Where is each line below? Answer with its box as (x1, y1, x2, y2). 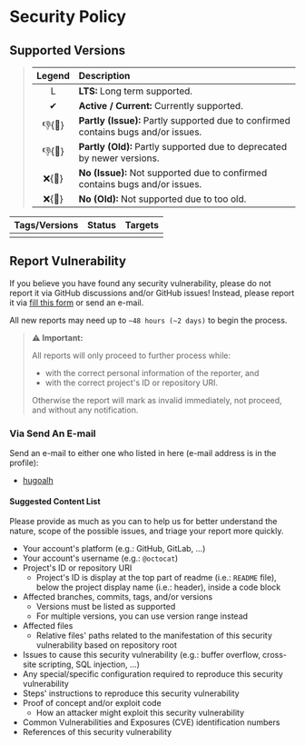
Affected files (22, 621, 74, 632)
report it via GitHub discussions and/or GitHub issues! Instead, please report (9, 287, 295, 298)
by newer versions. (78, 152, 160, 164)
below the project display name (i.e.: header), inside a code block (35, 582, 281, 592)
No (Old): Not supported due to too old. (78, 193, 247, 205)
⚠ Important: (31, 332, 84, 343)
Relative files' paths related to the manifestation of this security (35, 630, 272, 642)
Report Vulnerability (9, 254, 127, 269)
